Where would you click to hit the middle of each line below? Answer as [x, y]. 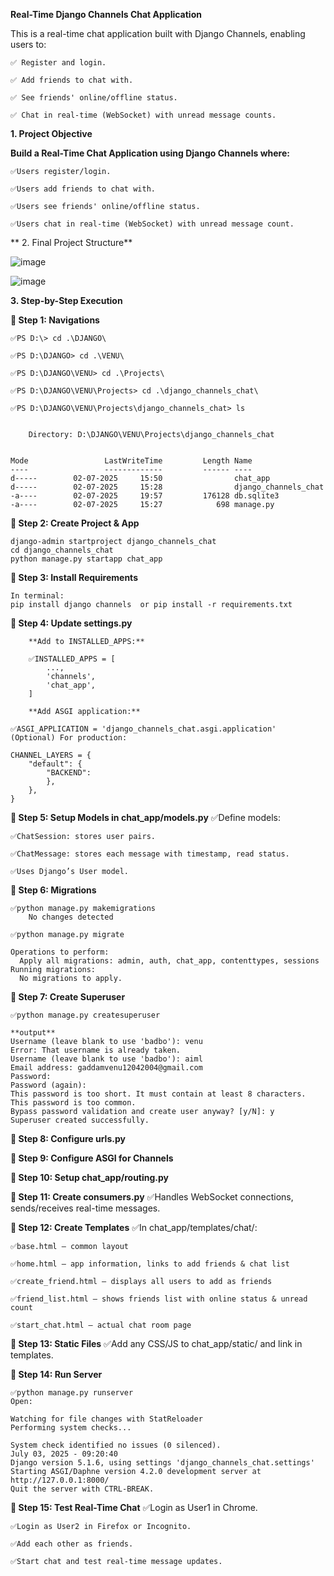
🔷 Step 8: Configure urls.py [68, 1138]
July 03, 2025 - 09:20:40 [64, 1454]
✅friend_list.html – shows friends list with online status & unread [159, 1299]
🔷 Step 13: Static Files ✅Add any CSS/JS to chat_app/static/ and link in [156, 1343]
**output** [33, 1033]
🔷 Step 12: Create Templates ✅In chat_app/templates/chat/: [134, 1227]
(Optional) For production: [69, 738]
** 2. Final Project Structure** [71, 242]
